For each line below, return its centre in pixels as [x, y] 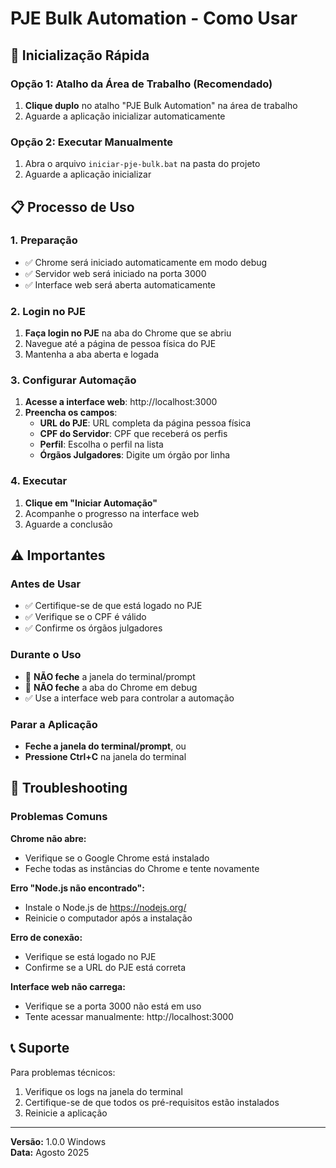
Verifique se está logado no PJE [90, 956]
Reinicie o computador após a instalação [108, 918]
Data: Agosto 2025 [50, 1152]
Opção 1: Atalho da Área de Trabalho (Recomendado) [141, 84]
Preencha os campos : [71, 413]
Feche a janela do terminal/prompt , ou [105, 746]
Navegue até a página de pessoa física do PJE [120, 344]
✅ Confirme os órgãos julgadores [93, 628]
